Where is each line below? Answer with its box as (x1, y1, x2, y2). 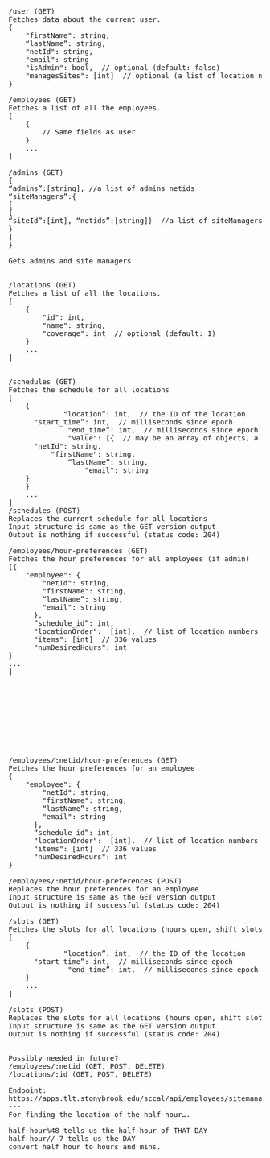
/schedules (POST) (8, 507, 81, 515)
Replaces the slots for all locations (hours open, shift (8, 1014, 242, 1022)
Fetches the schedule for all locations (8, 386, 170, 394)
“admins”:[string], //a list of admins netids (8, 184, 195, 192)
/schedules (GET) (8, 378, 76, 386)
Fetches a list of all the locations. (8, 289, 162, 297)
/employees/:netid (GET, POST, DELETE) (8, 1062, 166, 1070)
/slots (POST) (8, 1006, 64, 1014)
